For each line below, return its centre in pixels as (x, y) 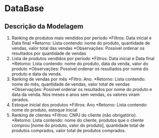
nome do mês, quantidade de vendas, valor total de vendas (71, 84)
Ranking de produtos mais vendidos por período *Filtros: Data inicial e (81, 38)
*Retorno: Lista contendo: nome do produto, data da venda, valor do (80, 64)
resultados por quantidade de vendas (49, 53)
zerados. (20, 100)
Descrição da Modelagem (44, 26)
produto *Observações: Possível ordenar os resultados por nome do (80, 69)
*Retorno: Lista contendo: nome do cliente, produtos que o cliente (78, 120)
